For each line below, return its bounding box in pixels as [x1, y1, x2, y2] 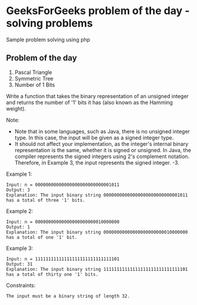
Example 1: [6, 170, 32, 177]
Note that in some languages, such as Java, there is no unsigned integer [14, 128, 190, 135]
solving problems [6, 16, 93, 30]
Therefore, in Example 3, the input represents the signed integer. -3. [14, 159, 179, 166]
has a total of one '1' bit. [6, 234, 78, 240]
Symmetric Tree [14, 75, 54, 82]
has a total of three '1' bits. [6, 197, 85, 203]
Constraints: [6, 281, 36, 289]
